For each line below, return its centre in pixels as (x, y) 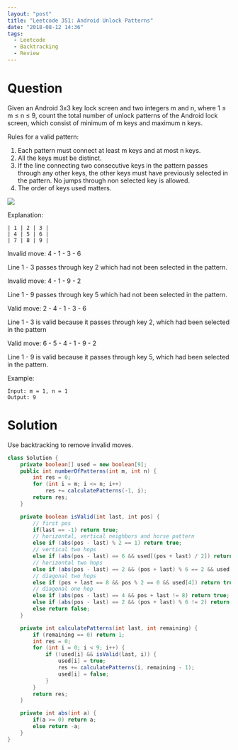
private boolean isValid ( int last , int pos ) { (90, 517)
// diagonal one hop (63, 589)
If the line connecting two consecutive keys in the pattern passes (113, 165)
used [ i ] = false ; (84, 674)
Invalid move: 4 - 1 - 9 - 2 (44, 281)
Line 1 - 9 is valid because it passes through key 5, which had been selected (118, 357)
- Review (27, 54)
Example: (21, 378)
